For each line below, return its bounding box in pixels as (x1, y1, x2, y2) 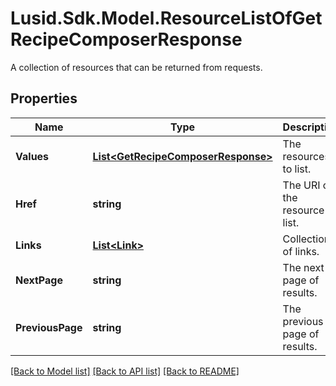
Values (15, 149, 50, 163)
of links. (282, 244, 320, 258)
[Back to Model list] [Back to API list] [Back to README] (10, 365, 240, 377)
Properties (10, 90, 78, 107)
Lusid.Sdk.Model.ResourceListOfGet (10, 7, 323, 30)
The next (282, 260, 325, 274)
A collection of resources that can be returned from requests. (10, 61, 263, 73)
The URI (282, 178, 321, 192)
